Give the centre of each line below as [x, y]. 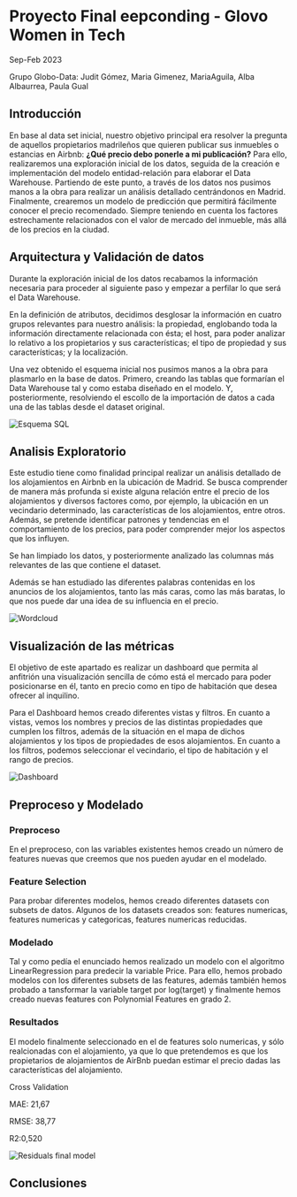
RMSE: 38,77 [32, 1121]
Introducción [46, 114]
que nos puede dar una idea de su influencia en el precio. [114, 601]
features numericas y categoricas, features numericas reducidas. [128, 920]
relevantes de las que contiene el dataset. [85, 565]
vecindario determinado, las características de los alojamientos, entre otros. [147, 510]
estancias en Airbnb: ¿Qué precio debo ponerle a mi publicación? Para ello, [148, 154]
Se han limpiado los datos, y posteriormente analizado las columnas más [141, 556]
